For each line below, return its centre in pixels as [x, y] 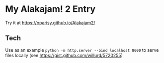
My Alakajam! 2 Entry [50, 9]
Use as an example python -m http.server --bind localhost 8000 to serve [82, 50]
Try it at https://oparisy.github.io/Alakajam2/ [50, 23]
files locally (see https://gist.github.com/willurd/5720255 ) [64, 55]
